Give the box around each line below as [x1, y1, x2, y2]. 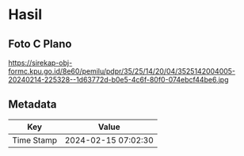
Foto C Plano [8, 37, 72, 51]
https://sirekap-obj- [8, 58, 73, 67]
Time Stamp [12, 135, 58, 146]
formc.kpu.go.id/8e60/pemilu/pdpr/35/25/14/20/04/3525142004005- [8, 67, 236, 76]
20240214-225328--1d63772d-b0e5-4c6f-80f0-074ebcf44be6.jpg [8, 75, 229, 84]
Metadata [8, 97, 57, 112]
